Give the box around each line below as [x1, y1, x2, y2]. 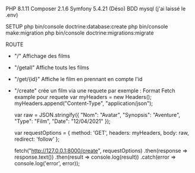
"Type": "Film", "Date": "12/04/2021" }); [14, 118, 111, 125]
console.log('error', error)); [14, 160, 80, 166]
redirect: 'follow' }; [14, 135, 60, 143]
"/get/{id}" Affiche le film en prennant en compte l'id [14, 76, 143, 82]
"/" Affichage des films [14, 52, 71, 59]
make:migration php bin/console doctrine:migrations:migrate [5, 29, 154, 36]
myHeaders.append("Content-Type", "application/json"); [14, 100, 153, 107]
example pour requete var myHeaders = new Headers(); [14, 94, 152, 100]
